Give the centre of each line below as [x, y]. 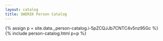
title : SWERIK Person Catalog [36, 14]
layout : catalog [22, 10]
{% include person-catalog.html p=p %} [46, 33]
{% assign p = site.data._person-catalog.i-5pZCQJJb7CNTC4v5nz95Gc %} [82, 28]
